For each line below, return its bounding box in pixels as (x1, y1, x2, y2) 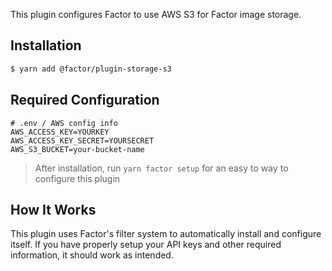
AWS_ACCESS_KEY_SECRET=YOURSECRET (10, 135, 155, 146)
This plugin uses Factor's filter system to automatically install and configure (10, 228, 322, 240)
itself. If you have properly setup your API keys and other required (10, 239, 282, 251)
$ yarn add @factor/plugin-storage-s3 (10, 64, 172, 74)
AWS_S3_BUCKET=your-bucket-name (10, 144, 145, 154)
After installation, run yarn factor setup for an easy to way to (34, 162, 289, 174)
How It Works (10, 201, 97, 218)
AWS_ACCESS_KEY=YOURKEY (10, 127, 110, 137)
